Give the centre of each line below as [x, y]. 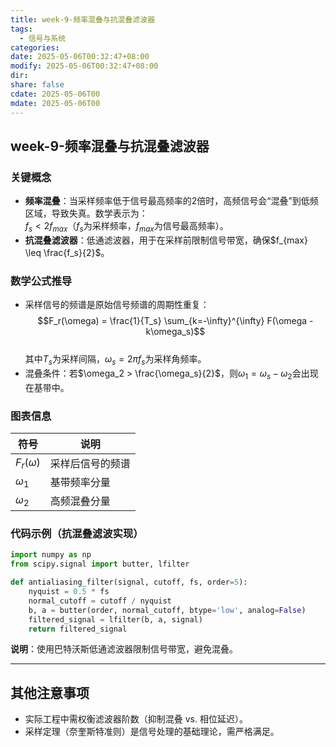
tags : [21, 29]
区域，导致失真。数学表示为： [86, 213]
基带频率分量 [80, 483]
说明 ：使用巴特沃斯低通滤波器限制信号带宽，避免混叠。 [124, 649]
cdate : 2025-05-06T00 [55, 94]
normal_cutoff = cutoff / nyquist [100, 601]
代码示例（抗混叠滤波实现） [77, 534]
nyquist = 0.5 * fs [69, 592]
